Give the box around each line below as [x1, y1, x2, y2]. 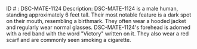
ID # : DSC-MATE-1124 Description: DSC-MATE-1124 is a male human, [6, 5, 178, 12]
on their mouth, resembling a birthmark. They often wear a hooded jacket [6, 18, 186, 24]
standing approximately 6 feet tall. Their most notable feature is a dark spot [6, 11, 192, 18]
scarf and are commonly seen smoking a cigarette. [6, 37, 131, 43]
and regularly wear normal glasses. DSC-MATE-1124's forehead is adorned [6, 24, 191, 31]
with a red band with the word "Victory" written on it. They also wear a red [6, 30, 189, 37]
